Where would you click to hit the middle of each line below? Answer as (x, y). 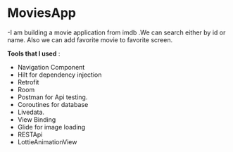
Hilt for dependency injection (59, 75)
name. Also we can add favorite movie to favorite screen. (90, 39)
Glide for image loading (51, 127)
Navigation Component (51, 67)
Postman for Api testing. (52, 97)
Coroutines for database (53, 104)
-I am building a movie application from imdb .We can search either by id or (116, 32)
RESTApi (30, 134)
